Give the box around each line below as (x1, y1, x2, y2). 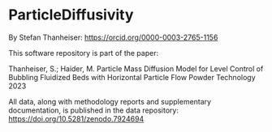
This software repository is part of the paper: (8, 48, 159, 57)
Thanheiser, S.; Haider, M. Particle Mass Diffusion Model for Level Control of (8, 63, 264, 74)
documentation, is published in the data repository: (8, 105, 179, 115)
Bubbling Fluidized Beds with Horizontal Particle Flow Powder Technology (8, 72, 256, 82)
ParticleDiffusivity (8, 6, 134, 24)
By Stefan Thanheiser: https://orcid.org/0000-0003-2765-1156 (8, 32, 218, 42)
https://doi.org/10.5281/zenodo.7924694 (8, 113, 145, 123)
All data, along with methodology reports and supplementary (8, 96, 212, 106)
